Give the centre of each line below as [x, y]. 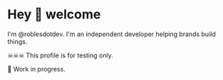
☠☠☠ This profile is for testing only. [60, 55]
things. [17, 41]
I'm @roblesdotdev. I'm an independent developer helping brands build [111, 34]
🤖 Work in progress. [36, 69]
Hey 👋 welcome [54, 15]
